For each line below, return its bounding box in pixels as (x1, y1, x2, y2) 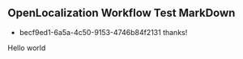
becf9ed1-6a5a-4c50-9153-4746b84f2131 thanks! (19, 27, 188, 37)
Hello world (7, 43, 46, 53)
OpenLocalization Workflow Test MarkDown (7, 6, 236, 20)
